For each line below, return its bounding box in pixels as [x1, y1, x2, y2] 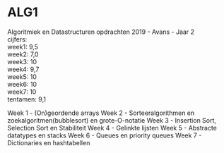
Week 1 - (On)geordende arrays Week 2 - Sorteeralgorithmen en [7, 109, 195, 117]
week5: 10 [7, 72, 37, 81]
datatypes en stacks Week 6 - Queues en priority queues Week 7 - [7, 131, 202, 140]
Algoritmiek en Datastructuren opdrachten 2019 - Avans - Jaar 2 [7, 27, 195, 36]
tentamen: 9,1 [7, 94, 46, 103]
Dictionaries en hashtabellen [7, 138, 90, 147]
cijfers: [7, 35, 28, 43]
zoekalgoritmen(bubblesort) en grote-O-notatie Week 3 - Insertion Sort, [7, 116, 217, 124]
